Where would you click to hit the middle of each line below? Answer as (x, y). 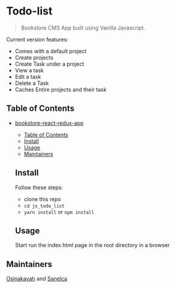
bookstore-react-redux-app (49, 123)
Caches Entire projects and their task (61, 89)
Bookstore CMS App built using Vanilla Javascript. (83, 28)
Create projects (34, 57)
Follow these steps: (39, 187)
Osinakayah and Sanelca (37, 279)
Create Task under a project (50, 64)
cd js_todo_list (44, 206)
